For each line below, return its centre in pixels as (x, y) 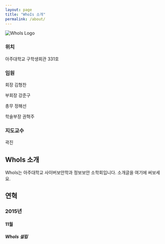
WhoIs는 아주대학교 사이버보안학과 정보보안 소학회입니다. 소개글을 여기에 (76, 173)
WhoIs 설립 (17, 237)
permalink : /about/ (25, 19)
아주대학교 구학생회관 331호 (32, 59)
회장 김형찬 (16, 85)
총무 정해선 (16, 106)
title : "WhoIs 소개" (25, 14)
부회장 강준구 (18, 95)
